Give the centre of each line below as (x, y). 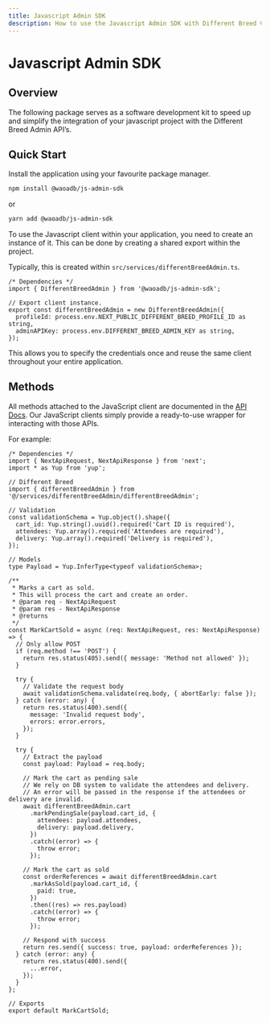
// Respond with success (64, 940)
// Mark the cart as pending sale (80, 778)
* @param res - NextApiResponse (66, 609)
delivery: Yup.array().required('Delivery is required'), (115, 538)
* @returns (30, 616)
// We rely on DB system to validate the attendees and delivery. (136, 785)
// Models (25, 559)
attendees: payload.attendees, (90, 820)
